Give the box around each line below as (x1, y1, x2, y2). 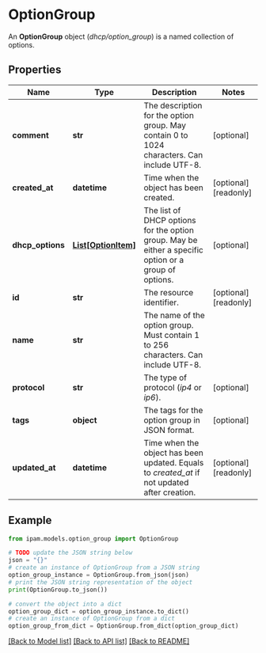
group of (143, 264, 176, 275)
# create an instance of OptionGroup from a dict (8, 615, 176, 623)
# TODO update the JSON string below (8, 549, 133, 557)
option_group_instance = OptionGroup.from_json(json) (8, 571, 190, 579)
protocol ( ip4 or (143, 382, 202, 393)
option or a (143, 254, 184, 265)
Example (8, 514, 52, 527)
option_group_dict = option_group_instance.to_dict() (8, 607, 190, 615)
